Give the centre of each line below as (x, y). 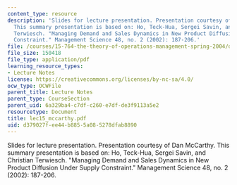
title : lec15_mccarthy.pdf (47, 118)
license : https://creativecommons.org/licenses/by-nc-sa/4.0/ (101, 79)
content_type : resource (42, 14)
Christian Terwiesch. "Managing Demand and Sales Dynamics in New (108, 160)
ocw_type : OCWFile (34, 86)
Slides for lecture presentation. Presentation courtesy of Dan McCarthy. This (119, 145)
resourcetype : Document (42, 112)
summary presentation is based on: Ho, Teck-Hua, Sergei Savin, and (107, 153)
